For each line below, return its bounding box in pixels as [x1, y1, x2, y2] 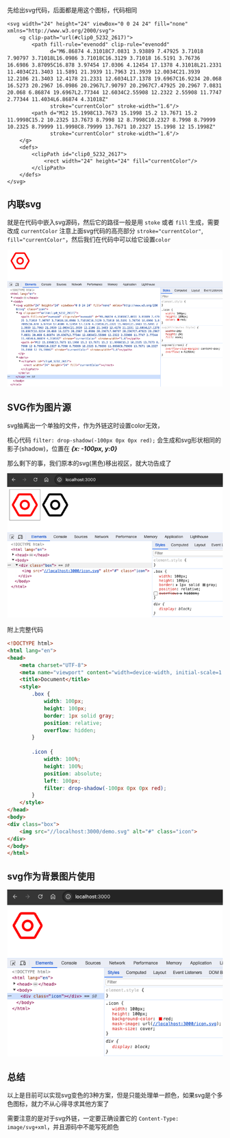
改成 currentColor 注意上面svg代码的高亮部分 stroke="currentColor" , [7, 226, 203, 235]
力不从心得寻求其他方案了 [36, 1100, 110, 1108]
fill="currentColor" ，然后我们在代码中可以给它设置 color [7, 235, 171, 244]
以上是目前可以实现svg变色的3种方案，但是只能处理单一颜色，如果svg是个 [7, 1091, 217, 1099]
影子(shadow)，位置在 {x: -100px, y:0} [7, 444, 118, 453]
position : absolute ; [43, 770, 103, 777]
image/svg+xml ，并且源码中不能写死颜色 [7, 1122, 120, 1130]
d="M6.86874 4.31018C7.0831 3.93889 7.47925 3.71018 [50, 48, 204, 55]
